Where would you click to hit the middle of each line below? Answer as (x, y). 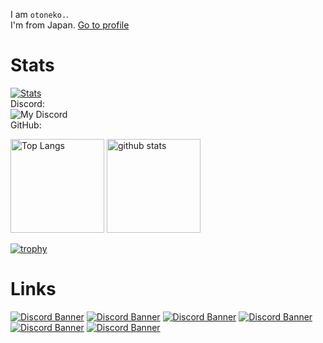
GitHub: (26, 125)
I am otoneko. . (40, 14)
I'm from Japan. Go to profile (70, 25)
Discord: (27, 103)
